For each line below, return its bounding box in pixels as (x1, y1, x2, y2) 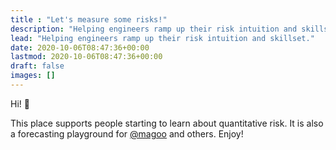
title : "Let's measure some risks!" (10, 14, 168, 25)
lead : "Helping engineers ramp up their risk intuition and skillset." (10, 33, 315, 43)
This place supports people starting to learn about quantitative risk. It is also (10, 117, 324, 129)
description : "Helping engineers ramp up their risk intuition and (10, 24, 298, 34)
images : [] (10, 71, 56, 81)
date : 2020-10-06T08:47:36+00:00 (10, 42, 150, 53)
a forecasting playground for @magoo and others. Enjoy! (10, 127, 244, 140)
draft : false (10, 61, 65, 71)
